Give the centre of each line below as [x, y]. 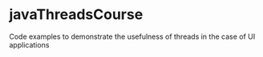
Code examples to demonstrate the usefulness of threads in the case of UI [132, 36]
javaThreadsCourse [76, 15]
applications [29, 44]
